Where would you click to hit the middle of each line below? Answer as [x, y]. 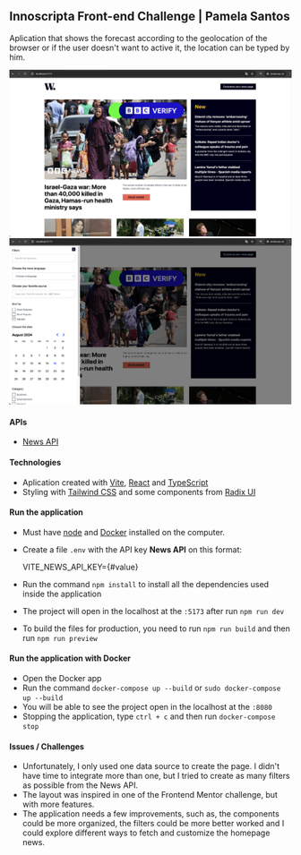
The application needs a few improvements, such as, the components [150, 814]
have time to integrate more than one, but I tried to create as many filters [156, 776]
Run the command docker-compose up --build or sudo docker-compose [151, 688]
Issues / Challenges [47, 746]
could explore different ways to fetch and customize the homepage [146, 833]
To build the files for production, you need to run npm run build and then [156, 628]
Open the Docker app [62, 678]
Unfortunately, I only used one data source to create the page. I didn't [151, 766]
